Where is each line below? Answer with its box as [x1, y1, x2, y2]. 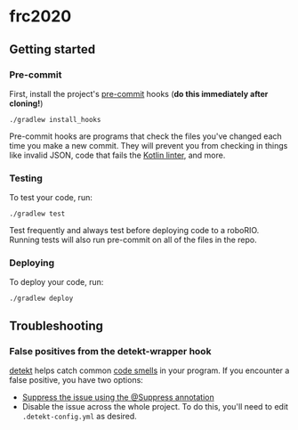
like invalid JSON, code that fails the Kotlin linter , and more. [9, 150, 226, 160]
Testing [9, 172, 43, 184]
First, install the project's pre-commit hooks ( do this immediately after [9, 88, 269, 99]
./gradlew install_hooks [9, 115, 101, 124]
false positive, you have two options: [9, 375, 144, 385]
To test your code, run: [9, 192, 93, 203]
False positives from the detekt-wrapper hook [9, 345, 212, 357]
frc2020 [9, 6, 72, 27]
